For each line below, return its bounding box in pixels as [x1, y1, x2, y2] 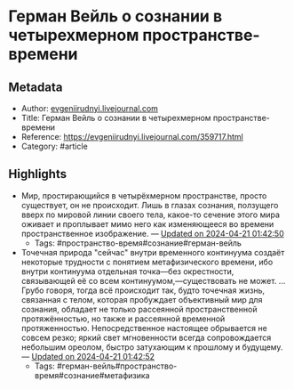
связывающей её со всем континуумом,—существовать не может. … [20, 275, 286, 286]
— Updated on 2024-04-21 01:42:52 [20, 351, 155, 361]
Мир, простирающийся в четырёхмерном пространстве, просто [20, 190, 267, 201]
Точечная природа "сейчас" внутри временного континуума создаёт [20, 247, 285, 257]
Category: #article [20, 141, 88, 151]
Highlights [8, 166, 68, 182]
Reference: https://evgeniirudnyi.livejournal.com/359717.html [20, 132, 243, 142]
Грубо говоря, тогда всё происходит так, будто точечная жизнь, [20, 285, 266, 296]
